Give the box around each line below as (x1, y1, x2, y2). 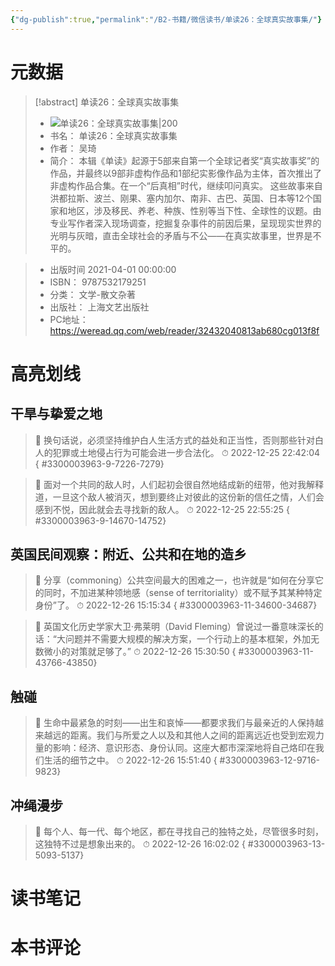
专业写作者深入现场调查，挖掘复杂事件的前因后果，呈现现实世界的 (49, 217, 322, 229)
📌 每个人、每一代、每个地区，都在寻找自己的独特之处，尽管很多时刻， (34, 826, 324, 837)
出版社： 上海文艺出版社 (49, 301, 150, 313)
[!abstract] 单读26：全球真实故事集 (34, 96, 180, 108)
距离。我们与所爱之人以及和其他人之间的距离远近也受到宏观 (69, 729, 316, 741)
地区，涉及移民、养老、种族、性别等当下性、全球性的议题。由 (67, 204, 322, 216)
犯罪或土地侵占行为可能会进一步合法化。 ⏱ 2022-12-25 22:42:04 (52, 446, 321, 458)
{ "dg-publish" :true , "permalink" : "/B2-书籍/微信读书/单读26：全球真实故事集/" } (10, 14, 323, 25)
